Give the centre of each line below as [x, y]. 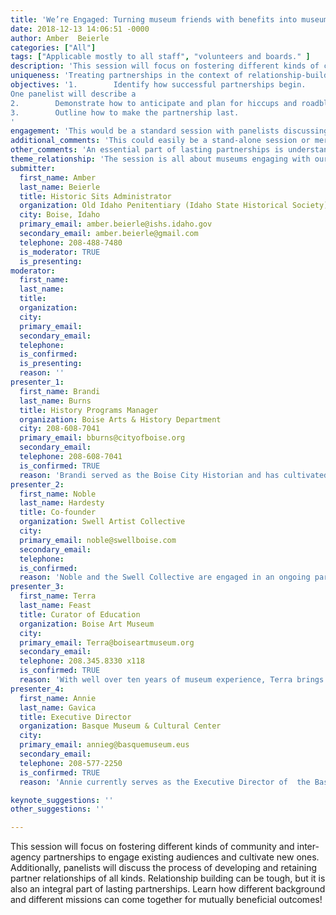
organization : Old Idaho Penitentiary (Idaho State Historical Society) [174, 206]
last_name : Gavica [58, 707]
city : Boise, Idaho [60, 215]
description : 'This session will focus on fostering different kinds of [165, 66]
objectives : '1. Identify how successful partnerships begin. [158, 85]
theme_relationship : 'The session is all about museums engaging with [160, 159]
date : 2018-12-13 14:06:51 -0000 [80, 29]
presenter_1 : [37, 382]
